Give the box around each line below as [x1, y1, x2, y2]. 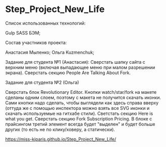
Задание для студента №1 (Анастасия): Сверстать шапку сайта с [5, 59, 145, 65]
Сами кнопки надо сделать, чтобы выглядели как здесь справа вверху [5, 99, 159, 106]
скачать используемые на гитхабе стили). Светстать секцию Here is [5, 110, 153, 116]
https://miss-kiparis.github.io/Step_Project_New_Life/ [5, 136, 117, 142]
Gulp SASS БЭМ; [5, 30, 41, 36]
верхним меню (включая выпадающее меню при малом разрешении [5, 64, 155, 70]
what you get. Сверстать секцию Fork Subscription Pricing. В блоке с [5, 115, 152, 121]
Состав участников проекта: [5, 39, 67, 46]
